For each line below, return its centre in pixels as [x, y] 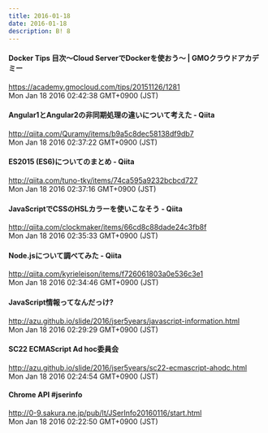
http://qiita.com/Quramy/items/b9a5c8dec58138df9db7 [102, 133]
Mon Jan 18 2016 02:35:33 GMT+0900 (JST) [83, 236]
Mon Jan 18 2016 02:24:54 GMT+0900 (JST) [84, 376]
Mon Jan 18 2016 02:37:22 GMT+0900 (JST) [83, 142]
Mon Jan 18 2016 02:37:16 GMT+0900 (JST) [82, 188]
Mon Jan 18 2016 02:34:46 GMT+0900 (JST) [84, 283]
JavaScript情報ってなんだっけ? [61, 302]
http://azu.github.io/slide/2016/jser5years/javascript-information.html [124, 321]
